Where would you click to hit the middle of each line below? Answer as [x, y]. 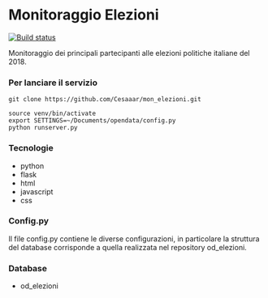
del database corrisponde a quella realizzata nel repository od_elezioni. [128, 247]
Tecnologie [31, 148]
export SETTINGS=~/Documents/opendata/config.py [92, 121]
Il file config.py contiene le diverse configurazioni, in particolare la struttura [134, 238]
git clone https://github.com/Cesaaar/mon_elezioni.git [105, 100]
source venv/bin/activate [52, 114]
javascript [37, 191]
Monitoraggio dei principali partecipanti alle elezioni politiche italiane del [129, 53]
